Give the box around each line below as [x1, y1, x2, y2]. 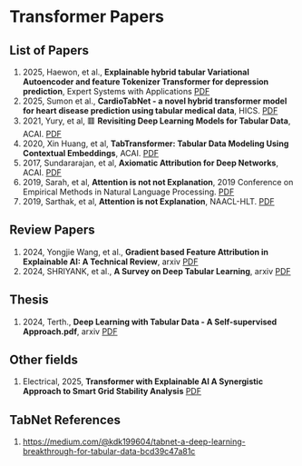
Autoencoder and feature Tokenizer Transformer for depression [22, 76, 269, 87]
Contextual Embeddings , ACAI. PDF [22, 148, 160, 158]
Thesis [9, 292, 49, 308]
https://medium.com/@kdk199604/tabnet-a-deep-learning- [22, 436, 247, 447]
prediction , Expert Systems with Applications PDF [22, 86, 210, 96]
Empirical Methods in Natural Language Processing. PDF [22, 186, 235, 197]
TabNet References [9, 411, 121, 428]
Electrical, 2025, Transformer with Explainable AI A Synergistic [22, 376, 264, 387]
